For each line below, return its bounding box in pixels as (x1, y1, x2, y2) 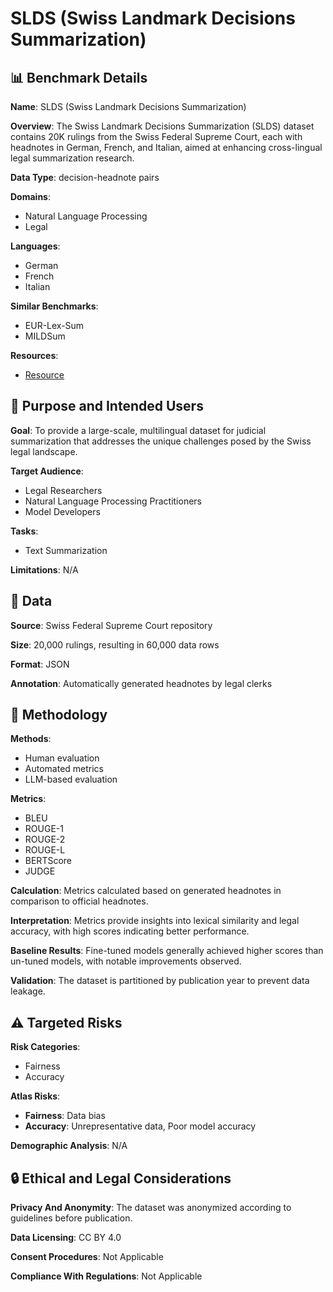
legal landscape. (10, 445, 78, 457)
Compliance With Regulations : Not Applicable (10, 1270, 203, 1282)
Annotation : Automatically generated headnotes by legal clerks (10, 677, 273, 689)
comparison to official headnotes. (10, 895, 149, 907)
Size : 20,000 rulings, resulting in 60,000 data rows (10, 638, 220, 651)
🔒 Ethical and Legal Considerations (10, 1170, 232, 1187)
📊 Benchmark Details (10, 69, 148, 86)
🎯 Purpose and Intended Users (10, 398, 204, 415)
